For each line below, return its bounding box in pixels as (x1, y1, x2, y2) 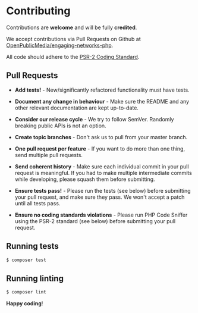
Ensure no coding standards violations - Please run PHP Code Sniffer (14, 211, 188, 218)
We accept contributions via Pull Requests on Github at (6, 35, 141, 42)
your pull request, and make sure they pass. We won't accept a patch (14, 193, 185, 201)
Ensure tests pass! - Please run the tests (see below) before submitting (14, 187, 191, 194)
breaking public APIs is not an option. (14, 122, 106, 129)
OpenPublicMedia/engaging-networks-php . (6, 42, 114, 49)
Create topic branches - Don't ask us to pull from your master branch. (14, 133, 188, 140)
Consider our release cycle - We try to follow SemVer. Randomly (14, 115, 174, 123)
